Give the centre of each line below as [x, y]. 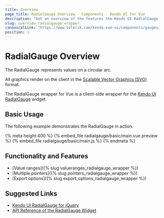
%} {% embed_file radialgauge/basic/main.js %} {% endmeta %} [70, 141]
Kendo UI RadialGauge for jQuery [45, 205]
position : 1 [17, 32]
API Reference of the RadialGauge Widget [54, 211]
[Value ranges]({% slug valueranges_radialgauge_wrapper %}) [75, 168]
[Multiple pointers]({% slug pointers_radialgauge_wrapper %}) [75, 173]
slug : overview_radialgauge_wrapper [42, 23]
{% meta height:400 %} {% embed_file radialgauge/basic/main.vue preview [81, 136]
